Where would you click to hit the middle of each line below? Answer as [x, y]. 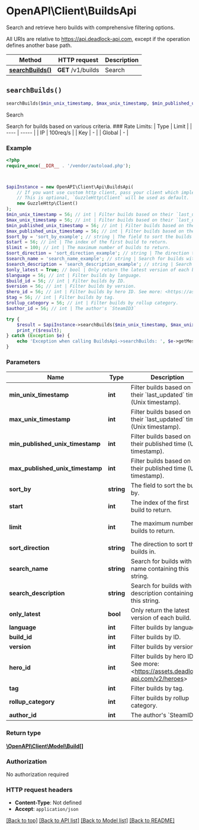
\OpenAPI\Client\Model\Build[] [45, 746]
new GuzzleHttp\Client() [47, 203]
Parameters [23, 362]
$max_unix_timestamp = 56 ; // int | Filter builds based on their [90, 220]
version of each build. [161, 618]
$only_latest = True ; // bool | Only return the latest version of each [98, 270]
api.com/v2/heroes [157, 679]
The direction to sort [159, 544]
